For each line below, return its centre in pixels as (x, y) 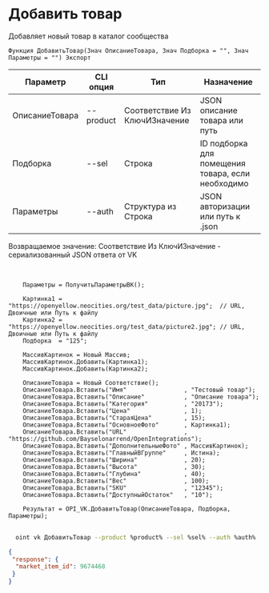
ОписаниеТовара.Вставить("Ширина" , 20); (114, 460)
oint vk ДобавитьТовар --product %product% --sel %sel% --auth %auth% (136, 537)
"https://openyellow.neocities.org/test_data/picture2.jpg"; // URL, (127, 327)
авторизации (225, 206)
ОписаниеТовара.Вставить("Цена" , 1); (112, 411)
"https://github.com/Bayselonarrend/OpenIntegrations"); (105, 439)
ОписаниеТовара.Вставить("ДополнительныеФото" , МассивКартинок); (136, 446)
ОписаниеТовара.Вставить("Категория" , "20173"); (123, 404)
